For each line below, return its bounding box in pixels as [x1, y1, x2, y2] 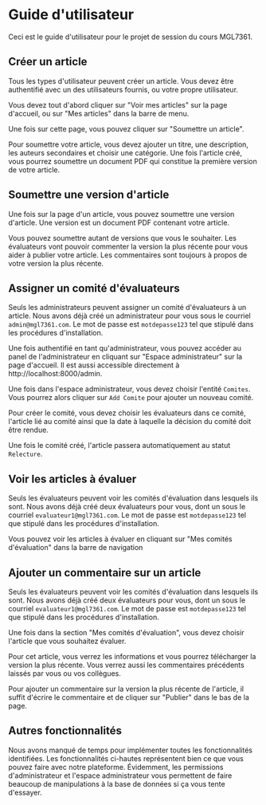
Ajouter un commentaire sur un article [8, 566, 201, 579]
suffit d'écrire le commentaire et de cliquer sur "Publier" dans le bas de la [8, 693, 249, 702]
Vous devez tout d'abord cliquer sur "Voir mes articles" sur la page [8, 100, 228, 109]
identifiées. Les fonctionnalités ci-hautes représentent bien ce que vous [8, 753, 244, 763]
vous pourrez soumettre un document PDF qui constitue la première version [8, 156, 257, 166]
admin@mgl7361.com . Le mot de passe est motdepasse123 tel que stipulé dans [8, 320, 254, 329]
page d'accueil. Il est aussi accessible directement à [8, 360, 180, 370]
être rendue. [8, 425, 49, 435]
